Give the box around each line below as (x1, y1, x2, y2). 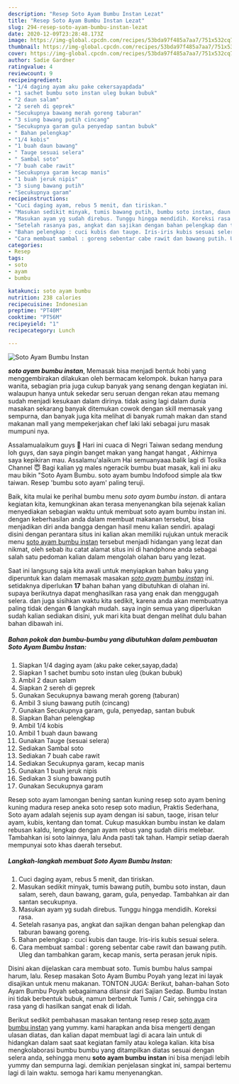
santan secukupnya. (18, 897, 78, 906)
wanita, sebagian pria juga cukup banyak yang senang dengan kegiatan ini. (8, 381, 228, 390)
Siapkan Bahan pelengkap (18, 713, 95, 722)
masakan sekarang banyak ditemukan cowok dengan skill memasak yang (8, 404, 223, 413)
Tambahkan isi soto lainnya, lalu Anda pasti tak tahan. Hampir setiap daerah (8, 833, 229, 842)
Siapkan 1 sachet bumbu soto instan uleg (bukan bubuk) (18, 668, 183, 677)
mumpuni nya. (8, 427, 50, 435)
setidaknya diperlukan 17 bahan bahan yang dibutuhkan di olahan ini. (8, 581, 210, 590)
